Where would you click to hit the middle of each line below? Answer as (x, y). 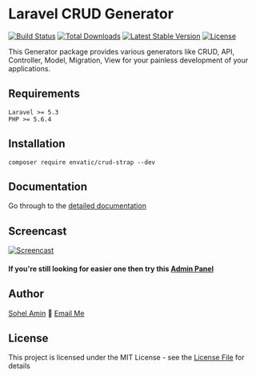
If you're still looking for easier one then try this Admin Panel (111, 268)
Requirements (44, 94)
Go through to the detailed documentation (77, 206)
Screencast (38, 231)
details (19, 366)
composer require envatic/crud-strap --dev (82, 162)
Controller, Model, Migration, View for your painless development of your (128, 60)
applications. (29, 68)
